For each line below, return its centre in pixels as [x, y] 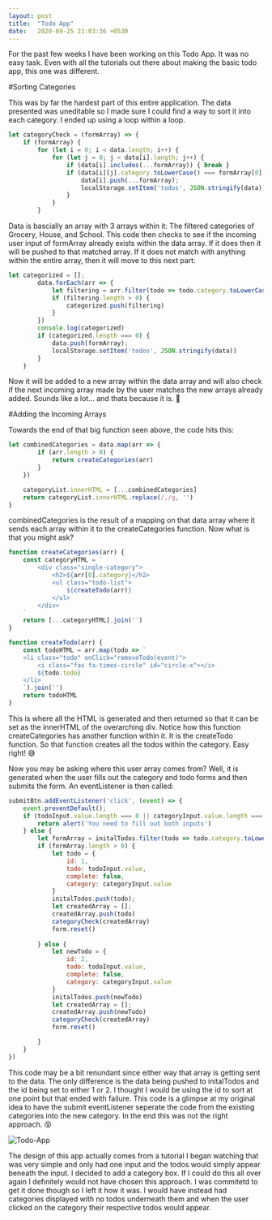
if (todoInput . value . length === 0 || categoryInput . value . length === [143, 816]
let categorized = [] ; [47, 275]
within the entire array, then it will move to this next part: [102, 260]
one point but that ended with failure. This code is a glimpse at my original [132, 1098]
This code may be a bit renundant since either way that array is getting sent [134, 1072]
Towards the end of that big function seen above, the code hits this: [121, 430]
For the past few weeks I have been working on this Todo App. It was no [129, 54]
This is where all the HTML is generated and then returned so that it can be [134, 718]
